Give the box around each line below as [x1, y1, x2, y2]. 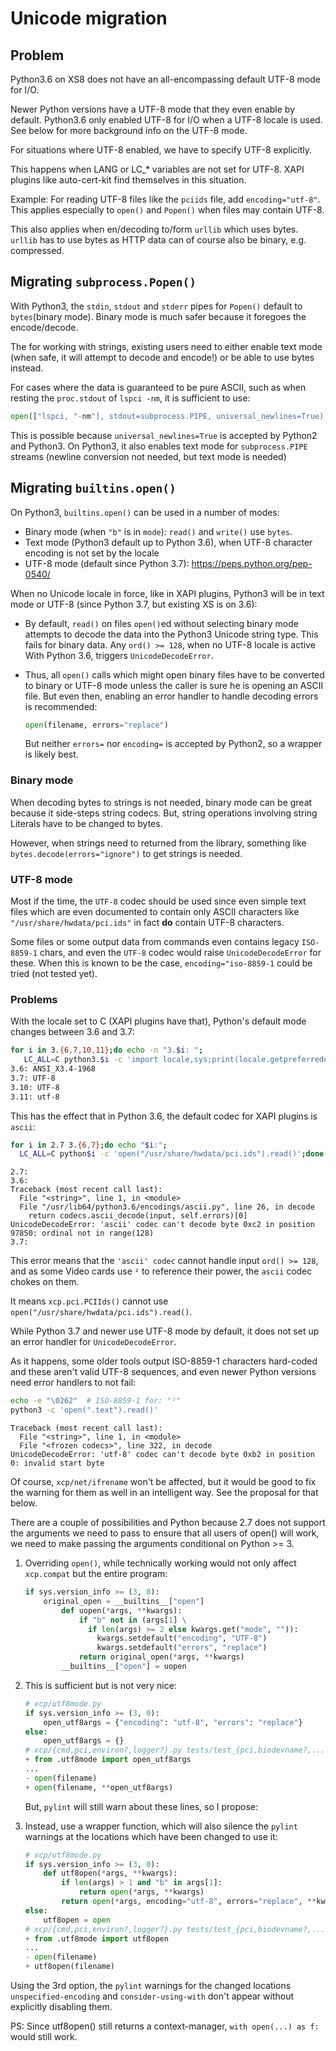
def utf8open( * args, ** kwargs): [43, 1868, 178, 1879]
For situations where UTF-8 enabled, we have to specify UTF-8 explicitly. [10, 144, 313, 156]
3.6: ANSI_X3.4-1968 [10, 1064, 97, 1074]
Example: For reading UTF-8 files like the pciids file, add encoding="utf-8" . [10, 193, 321, 205]
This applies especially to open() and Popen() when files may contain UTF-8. [10, 204, 325, 216]
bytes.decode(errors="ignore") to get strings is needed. [10, 847, 243, 859]
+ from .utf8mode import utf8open [24, 1933, 169, 1944]
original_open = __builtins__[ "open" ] [43, 1596, 205, 1606]
